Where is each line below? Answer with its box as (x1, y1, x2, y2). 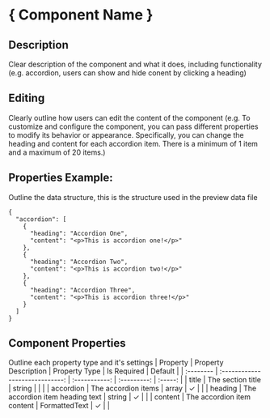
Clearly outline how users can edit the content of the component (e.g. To (8, 113, 251, 122)
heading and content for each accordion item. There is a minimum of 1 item (8, 139, 259, 148)
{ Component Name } (8, 6, 154, 24)
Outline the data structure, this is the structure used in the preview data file (8, 192, 258, 202)
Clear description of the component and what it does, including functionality (8, 59, 263, 69)
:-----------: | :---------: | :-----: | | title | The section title (72, 375, 261, 385)
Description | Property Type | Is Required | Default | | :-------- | (8, 366, 218, 376)
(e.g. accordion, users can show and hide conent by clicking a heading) (8, 68, 247, 78)
